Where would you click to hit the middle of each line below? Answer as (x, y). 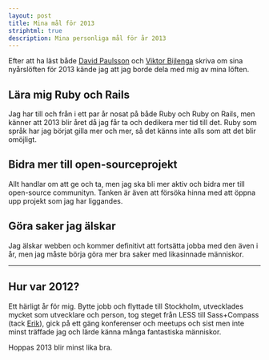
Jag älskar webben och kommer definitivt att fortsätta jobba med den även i (133, 245)
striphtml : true (35, 30)
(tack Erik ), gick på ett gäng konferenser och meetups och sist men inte (126, 323)
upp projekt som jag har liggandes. (66, 200)
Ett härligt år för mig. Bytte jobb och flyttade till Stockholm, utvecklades (126, 306)
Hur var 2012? (44, 287)
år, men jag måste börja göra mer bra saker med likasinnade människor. (126, 254)
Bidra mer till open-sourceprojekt (93, 165)
